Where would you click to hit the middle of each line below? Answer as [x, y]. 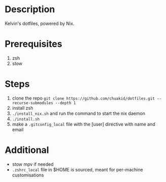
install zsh [23, 108]
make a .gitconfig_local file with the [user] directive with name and [84, 124]
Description [30, 9]
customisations [28, 175]
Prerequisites [34, 44]
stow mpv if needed [33, 164]
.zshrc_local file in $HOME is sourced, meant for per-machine [77, 169]
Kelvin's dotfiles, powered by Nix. [39, 23]
